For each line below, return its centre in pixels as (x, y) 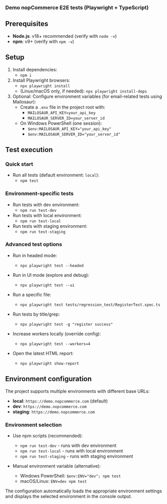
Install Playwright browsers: (41, 80)
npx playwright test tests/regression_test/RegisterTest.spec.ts (90, 305)
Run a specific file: (32, 294)
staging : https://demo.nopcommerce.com (53, 412)
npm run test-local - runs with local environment (72, 450)
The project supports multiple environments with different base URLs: (77, 391)
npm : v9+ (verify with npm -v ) (43, 41)
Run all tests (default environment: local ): (56, 175)
